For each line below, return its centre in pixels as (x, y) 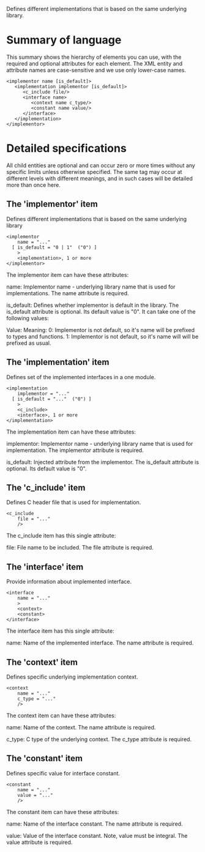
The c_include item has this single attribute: (61, 536)
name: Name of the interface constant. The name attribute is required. (95, 824)
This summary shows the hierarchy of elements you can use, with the (94, 57)
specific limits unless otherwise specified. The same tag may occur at (94, 172)
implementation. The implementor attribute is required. (75, 450)
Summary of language (64, 40)
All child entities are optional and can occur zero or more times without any (101, 165)
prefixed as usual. (29, 343)
